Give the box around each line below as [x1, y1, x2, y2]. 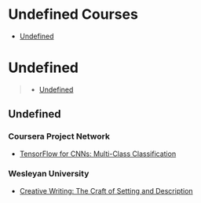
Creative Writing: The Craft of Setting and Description [19, 186, 194, 195]
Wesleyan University [8, 169, 90, 179]
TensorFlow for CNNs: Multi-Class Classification [19, 149, 177, 158]
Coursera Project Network [8, 131, 110, 142]
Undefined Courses [8, 5, 139, 24]
